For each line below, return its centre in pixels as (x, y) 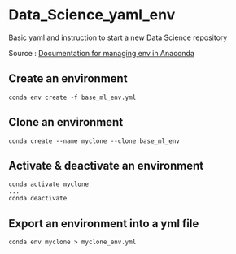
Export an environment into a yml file (104, 224)
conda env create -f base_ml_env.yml (72, 97)
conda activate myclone (49, 184)
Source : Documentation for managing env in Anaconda (102, 53)
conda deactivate (38, 199)
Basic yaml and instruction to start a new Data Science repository (118, 37)
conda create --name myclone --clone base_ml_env (94, 141)
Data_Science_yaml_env (92, 15)
